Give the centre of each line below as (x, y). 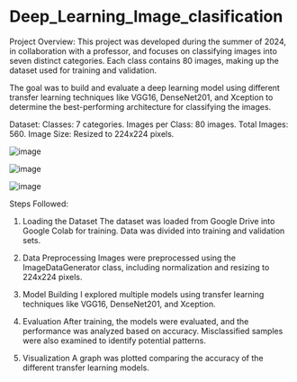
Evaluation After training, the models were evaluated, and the (135, 321)
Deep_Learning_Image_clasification (146, 17)
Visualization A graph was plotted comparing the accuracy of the (143, 358)
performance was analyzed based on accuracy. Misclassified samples (153, 331)
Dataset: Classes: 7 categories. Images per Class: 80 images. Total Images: (149, 124)
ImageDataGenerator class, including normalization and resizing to (146, 267)
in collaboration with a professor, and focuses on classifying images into (143, 50)
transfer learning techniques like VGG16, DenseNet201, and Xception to (141, 97)
